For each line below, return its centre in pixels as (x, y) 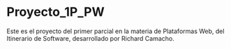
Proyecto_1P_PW (56, 12)
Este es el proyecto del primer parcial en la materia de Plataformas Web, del (115, 31)
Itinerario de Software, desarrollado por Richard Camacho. (91, 38)
